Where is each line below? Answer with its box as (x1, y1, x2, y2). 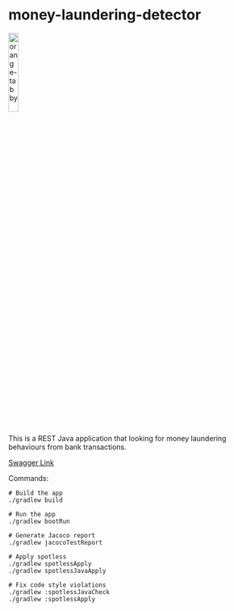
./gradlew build (8, 495, 63, 504)
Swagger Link (8, 457, 55, 467)
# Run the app (8, 510, 56, 518)
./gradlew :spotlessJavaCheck (8, 588, 111, 596)
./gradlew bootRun (8, 517, 70, 525)
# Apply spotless (8, 552, 67, 561)
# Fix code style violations (8, 580, 107, 589)
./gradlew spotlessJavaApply (8, 567, 107, 575)
